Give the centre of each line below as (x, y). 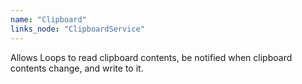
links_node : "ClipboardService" (77, 29)
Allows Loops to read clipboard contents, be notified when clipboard (151, 57)
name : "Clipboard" (48, 19)
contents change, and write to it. (77, 68)
